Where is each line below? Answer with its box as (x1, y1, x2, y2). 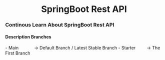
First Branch (5, 50, 30, 56)
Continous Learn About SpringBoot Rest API (5, 21, 114, 28)
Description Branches (5, 33, 51, 39)
